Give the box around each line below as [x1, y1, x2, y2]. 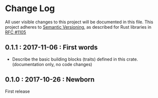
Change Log [5, 3, 55, 14]
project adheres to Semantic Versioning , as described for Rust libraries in [5, 24, 152, 30]
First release [5, 88, 30, 94]
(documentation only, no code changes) [12, 61, 92, 67]
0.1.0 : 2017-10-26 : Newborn [5, 76, 95, 84]
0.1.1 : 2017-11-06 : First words [5, 43, 98, 51]
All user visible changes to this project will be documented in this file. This [5, 19, 154, 25]
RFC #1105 [5, 29, 26, 35]
